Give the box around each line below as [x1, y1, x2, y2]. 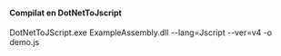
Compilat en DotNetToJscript [9, 7, 123, 18]
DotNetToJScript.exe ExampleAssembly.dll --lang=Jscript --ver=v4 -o [9, 27, 273, 38]
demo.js [9, 37, 40, 48]
